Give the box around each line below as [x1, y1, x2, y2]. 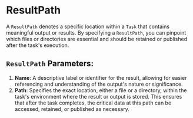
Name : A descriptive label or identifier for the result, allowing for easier [14, 74, 187, 81]
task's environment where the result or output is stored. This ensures [14, 93, 182, 100]
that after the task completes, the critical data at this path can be [14, 99, 172, 106]
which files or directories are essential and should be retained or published [6, 35, 188, 42]
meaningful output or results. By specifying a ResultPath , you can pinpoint [6, 29, 187, 36]
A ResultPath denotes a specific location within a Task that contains [6, 23, 169, 30]
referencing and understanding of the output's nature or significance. [14, 80, 184, 87]
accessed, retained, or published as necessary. [14, 105, 129, 112]
